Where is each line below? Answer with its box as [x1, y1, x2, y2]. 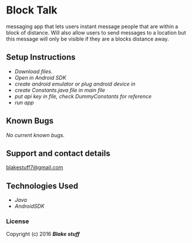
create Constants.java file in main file [14, 86, 106, 94]
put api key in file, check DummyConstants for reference [14, 93, 152, 100]
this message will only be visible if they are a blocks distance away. [6, 35, 169, 42]
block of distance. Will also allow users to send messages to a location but [6, 29, 186, 36]
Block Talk [6, 4, 58, 17]
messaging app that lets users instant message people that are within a [6, 23, 178, 30]
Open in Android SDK [14, 74, 66, 81]
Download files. [14, 68, 53, 75]
